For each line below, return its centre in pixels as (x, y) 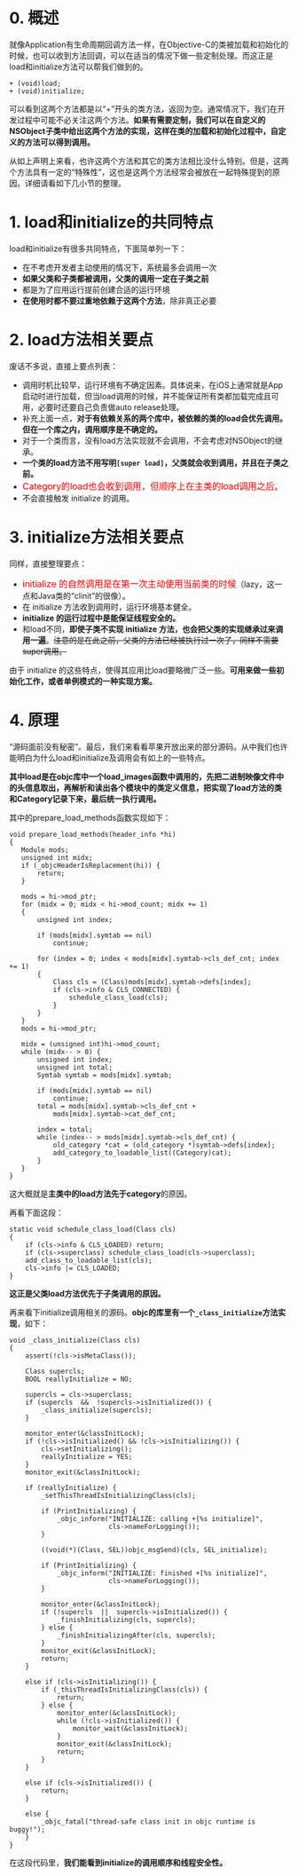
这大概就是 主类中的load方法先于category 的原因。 (101, 1194)
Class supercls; (55, 1371)
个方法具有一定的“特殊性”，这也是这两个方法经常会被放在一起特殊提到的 (141, 172)
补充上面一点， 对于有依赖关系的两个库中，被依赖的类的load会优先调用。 (155, 418)
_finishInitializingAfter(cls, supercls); (136, 1635)
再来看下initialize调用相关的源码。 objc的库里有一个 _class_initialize (136, 1312)
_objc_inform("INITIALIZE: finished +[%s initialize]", (162, 1573)
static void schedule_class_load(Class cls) (93, 1229)
